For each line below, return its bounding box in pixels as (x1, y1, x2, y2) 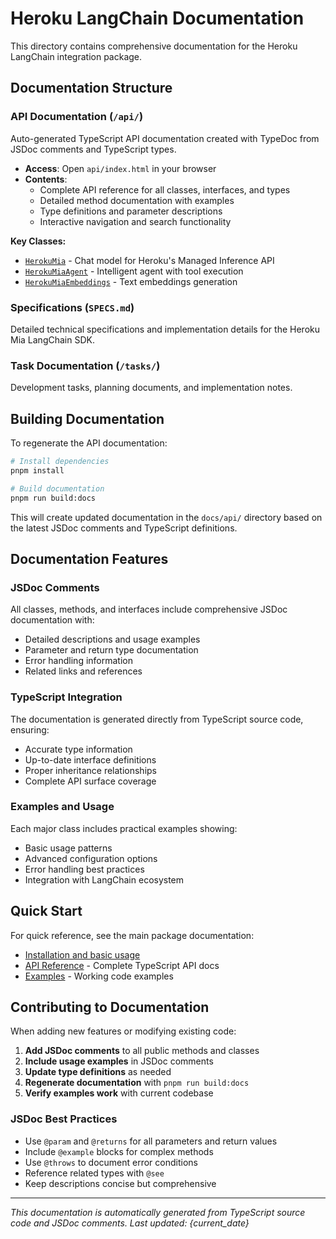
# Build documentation (10, 483, 105, 494)
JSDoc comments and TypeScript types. (10, 143, 177, 155)
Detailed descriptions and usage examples (24, 633, 201, 646)
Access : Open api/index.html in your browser (24, 162, 217, 174)
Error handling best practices (24, 863, 145, 875)
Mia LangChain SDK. (10, 333, 95, 346)
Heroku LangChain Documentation (10, 7, 305, 30)
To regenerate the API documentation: (10, 437, 168, 449)
